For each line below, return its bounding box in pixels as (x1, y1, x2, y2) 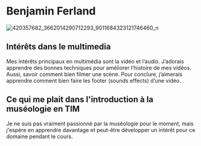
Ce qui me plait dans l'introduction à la (6, 95, 154, 105)
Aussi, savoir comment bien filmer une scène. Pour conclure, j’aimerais (6, 71, 183, 78)
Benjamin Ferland (6, 4, 96, 18)
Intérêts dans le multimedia (6, 42, 111, 52)
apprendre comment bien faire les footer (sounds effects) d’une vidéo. (6, 77, 181, 84)
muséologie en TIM (6, 104, 80, 114)
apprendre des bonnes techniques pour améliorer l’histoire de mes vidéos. (6, 64, 192, 71)
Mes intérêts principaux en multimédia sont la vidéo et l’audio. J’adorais (6, 57, 184, 65)
